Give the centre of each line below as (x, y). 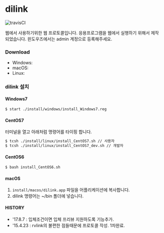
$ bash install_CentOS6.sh (33, 167)
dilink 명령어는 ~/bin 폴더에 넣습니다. (48, 196)
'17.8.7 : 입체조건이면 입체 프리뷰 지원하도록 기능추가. (63, 219)
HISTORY (15, 208)
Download (18, 52)
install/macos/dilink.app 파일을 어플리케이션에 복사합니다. (71, 190)
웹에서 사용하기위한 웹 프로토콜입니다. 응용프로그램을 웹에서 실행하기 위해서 (78, 32)
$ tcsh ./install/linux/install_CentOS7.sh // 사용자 (60, 141)
